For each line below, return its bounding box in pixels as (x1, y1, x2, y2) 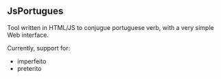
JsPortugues (7, 5, 64, 17)
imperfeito (16, 57, 47, 65)
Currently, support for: (7, 44, 71, 52)
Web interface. (7, 31, 49, 39)
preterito (16, 64, 42, 72)
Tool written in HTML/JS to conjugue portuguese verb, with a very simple (7, 23, 214, 31)
